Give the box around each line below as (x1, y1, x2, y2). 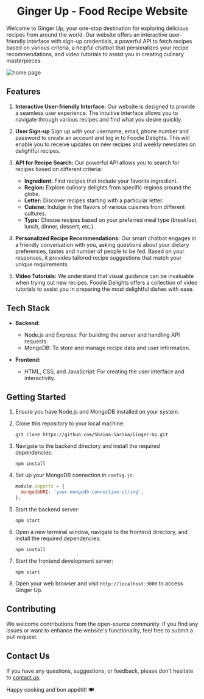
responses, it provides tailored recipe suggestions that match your (15, 254, 182, 261)
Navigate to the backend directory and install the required (15, 442, 160, 450)
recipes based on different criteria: (15, 165, 102, 172)
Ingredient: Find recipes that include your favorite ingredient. (24, 177, 178, 185)
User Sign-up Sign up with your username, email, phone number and (15, 127, 189, 135)
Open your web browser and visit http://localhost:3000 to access (15, 580, 183, 587)
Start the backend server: (15, 506, 80, 513)
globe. (24, 190, 41, 197)
